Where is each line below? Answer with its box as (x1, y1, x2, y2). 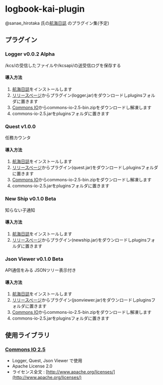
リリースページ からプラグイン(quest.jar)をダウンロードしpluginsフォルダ (12, 165, 159, 171)
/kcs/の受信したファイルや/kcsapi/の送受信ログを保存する (5, 62, 121, 68)
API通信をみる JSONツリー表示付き (5, 267, 77, 273)
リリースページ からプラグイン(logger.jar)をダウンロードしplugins (12, 92, 143, 98)
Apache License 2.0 (12, 363, 53, 369)
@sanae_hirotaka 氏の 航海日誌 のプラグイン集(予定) (5, 20, 110, 26)
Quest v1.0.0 (5, 123, 36, 130)
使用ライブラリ (5, 331, 50, 339)
